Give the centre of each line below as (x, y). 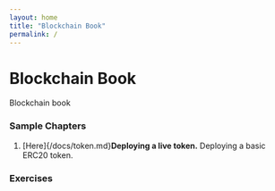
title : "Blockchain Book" (57, 26)
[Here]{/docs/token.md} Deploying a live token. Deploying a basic (144, 145)
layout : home (34, 17)
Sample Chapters (48, 126)
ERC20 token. (47, 155)
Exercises (31, 178)
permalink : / (34, 34)
